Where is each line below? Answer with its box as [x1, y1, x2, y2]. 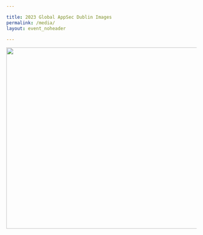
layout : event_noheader [6, 25, 66, 31]
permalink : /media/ [6, 19, 56, 26]
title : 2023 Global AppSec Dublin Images [6, 14, 112, 20]
